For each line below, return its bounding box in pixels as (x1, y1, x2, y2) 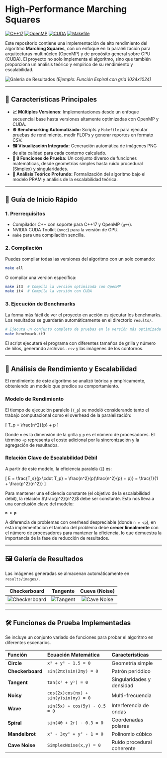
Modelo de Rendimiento (5, 395, 64, 402)
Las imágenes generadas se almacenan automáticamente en (5, 570, 130, 576)
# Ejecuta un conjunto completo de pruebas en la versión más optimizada (5, 327, 162, 332)
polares (111, 723, 129, 730)
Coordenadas (111, 716, 144, 723)
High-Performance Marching (5, 3, 127, 15)
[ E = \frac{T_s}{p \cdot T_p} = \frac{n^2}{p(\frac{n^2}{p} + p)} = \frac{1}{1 (5, 475, 158, 481)
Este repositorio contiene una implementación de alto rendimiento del (5, 40, 148, 46)
